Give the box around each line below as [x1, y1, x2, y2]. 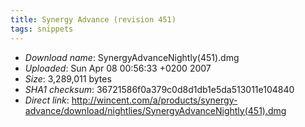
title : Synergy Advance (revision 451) [10, 14, 177, 25]
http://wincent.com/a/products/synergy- [71, 94, 238, 106]
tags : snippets [10, 24, 74, 34]
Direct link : [24, 94, 70, 106]
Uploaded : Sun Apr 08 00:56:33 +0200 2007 [24, 62, 212, 74]
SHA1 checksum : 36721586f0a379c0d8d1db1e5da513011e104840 [24, 83, 295, 95]
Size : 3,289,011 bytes [24, 72, 112, 85]
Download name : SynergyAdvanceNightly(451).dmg [24, 51, 240, 63]
